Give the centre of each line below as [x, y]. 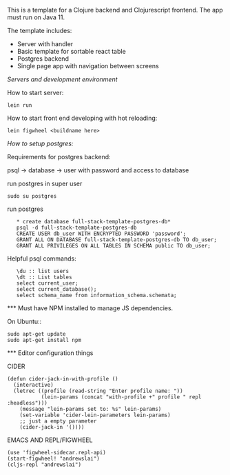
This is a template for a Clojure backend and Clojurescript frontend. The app [115, 10]
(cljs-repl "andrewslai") [44, 465]
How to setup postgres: [40, 143]
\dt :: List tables [44, 277]
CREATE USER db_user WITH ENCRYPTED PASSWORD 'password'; [101, 234]
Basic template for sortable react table [71, 51]
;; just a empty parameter [58, 421]
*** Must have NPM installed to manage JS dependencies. [90, 308]
